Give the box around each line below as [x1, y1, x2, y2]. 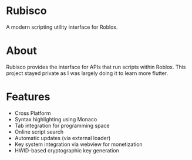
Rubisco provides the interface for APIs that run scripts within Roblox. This [6, 63, 186, 70]
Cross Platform [14, 110, 51, 117]
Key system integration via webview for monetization [14, 141, 143, 148]
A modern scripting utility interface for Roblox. [6, 23, 118, 30]
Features [6, 90, 50, 104]
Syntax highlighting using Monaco [14, 115, 97, 122]
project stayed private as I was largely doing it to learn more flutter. [6, 69, 169, 77]
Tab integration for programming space [14, 122, 110, 129]
